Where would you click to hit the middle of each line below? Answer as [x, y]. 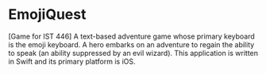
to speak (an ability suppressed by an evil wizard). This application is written [133, 53]
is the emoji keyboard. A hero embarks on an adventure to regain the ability [131, 44]
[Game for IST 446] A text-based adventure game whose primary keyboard [132, 36]
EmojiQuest [47, 15]
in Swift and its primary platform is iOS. [72, 61]
